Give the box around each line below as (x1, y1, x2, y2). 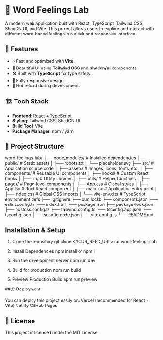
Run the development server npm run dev (12, 257, 96, 264)
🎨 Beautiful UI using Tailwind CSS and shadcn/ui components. (12, 65, 138, 71)
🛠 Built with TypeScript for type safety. (12, 70, 92, 76)
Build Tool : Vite (12, 123, 43, 129)
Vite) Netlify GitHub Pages (5, 303, 58, 308)
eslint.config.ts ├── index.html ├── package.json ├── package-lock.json (5, 202, 154, 207)
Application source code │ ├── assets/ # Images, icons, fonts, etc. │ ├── (5, 165, 153, 171)
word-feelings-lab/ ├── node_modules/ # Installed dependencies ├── (5, 155, 147, 161)
